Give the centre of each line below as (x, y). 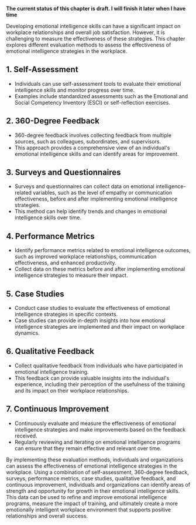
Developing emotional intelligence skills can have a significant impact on (93, 26)
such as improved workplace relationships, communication (85, 257)
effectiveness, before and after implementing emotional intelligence (96, 199)
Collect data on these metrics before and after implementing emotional (100, 269)
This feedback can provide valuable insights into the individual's (92, 378)
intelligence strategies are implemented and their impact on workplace (99, 327)
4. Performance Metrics (50, 236)
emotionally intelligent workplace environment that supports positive (89, 509)
